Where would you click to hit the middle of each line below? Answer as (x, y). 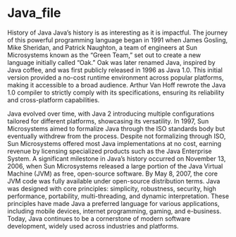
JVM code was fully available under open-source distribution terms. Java (114, 181)
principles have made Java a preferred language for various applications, (113, 203)
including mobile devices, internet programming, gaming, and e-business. (114, 211)
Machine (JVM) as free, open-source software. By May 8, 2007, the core (113, 174)
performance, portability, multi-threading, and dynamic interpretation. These (118, 196)
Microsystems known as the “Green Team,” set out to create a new (104, 55)
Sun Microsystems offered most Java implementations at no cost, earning (114, 143)
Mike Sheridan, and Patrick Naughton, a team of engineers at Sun (103, 47)
